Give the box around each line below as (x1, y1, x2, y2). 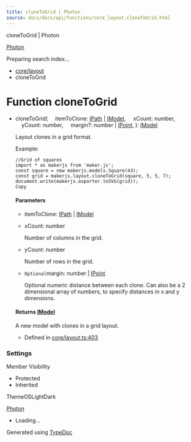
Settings (6, 349, 32, 358)
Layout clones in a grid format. (15, 133, 93, 141)
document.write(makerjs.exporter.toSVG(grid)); (15, 179, 139, 185)
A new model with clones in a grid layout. (15, 322, 119, 329)
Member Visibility (6, 363, 51, 370)
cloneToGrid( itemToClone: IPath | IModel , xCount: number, (15, 115, 175, 122)
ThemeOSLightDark (6, 393, 56, 400)
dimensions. (24, 294, 56, 301)
